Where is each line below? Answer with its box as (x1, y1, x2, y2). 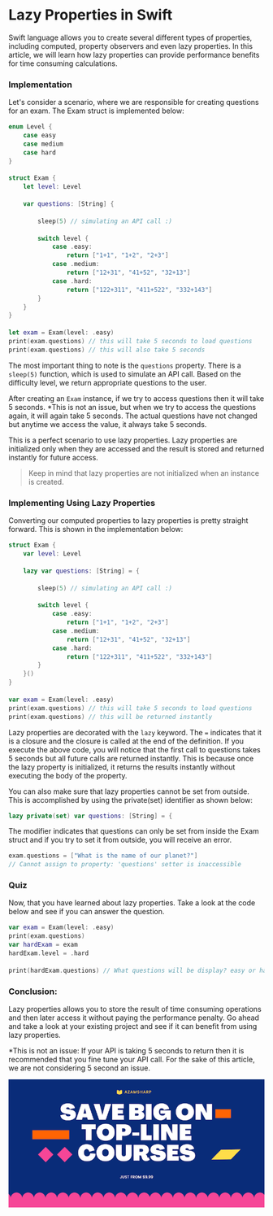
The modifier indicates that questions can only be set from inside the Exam (8, 826, 260, 836)
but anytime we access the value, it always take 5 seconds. (8, 419, 207, 429)
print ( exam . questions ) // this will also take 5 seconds (8, 346, 206, 354)
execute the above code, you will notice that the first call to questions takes (8, 744, 262, 754)
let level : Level (23, 183, 82, 191)
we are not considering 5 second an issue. (8, 1063, 150, 1073)
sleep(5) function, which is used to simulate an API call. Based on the (8, 368, 241, 379)
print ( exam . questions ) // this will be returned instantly (8, 713, 213, 721)
